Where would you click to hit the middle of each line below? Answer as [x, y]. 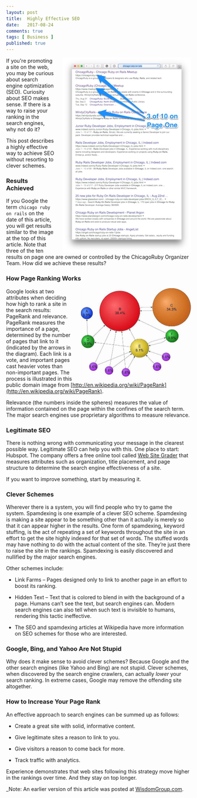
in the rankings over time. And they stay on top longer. [72, 777]
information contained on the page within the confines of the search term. [95, 408]
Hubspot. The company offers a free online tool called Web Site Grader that [97, 455]
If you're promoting [29, 61]
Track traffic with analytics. [47, 760]
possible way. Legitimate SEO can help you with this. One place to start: [93, 449]
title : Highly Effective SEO [43, 18]
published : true [26, 43]
